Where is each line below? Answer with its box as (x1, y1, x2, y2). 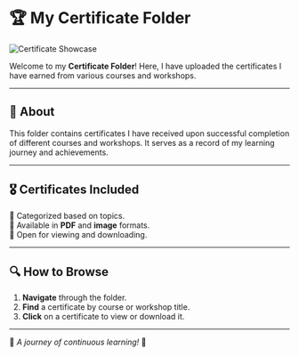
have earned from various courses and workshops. (9, 69, 197, 81)
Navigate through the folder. (21, 292, 127, 303)
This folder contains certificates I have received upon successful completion (9, 127, 290, 139)
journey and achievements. (9, 147, 109, 158)
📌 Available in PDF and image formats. (9, 220, 150, 231)
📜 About (9, 104, 55, 119)
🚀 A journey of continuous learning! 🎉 (9, 336, 147, 348)
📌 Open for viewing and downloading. (9, 229, 148, 239)
